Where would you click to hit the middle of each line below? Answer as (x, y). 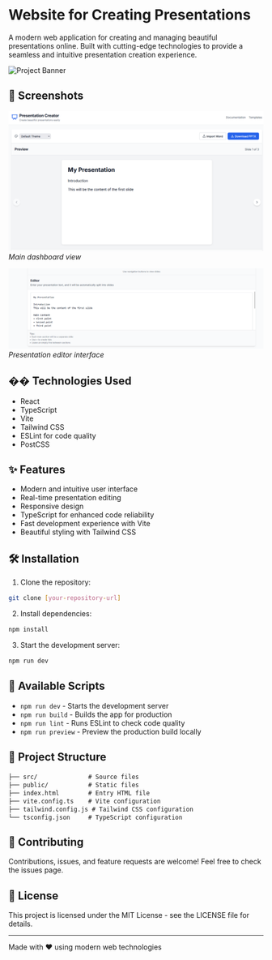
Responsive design (52, 506)
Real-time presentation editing (70, 498)
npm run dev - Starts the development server (94, 705)
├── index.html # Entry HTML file (79, 793)
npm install (28, 630)
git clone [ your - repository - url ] (65, 598)
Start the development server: (70, 645)
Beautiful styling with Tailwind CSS (78, 532)
